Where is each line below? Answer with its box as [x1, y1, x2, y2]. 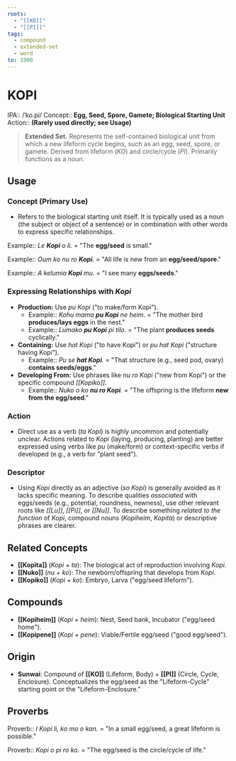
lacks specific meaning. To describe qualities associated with [17, 491, 198, 500]
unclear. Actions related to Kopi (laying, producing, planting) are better [17, 434, 223, 443]
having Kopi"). [17, 348, 60, 356]
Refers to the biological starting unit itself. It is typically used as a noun [17, 212, 225, 221]
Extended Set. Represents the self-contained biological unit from [24, 132, 215, 141]
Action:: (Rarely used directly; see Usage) [7, 118, 132, 126]
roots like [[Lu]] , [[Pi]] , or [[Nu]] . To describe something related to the [17, 506, 221, 515]
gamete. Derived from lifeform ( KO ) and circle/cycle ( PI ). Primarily [24, 147, 218, 155]
